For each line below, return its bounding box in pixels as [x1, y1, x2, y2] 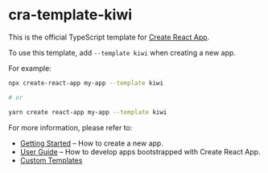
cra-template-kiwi [8, 6, 133, 24]
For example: [8, 63, 52, 73]
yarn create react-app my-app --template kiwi [8, 108, 167, 116]
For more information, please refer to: [8, 122, 133, 132]
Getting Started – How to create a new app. [19, 138, 163, 148]
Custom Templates [19, 155, 83, 165]
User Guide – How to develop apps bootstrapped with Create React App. [19, 146, 261, 156]
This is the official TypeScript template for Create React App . [8, 32, 210, 42]
